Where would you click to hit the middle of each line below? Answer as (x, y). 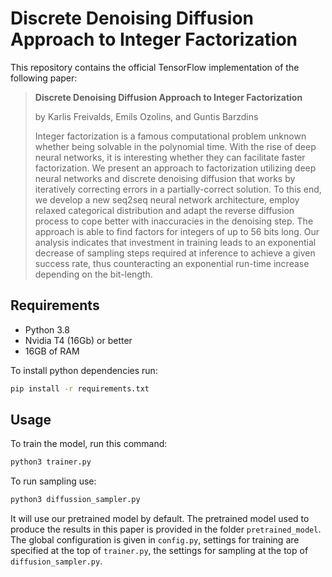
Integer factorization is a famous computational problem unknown (170, 136)
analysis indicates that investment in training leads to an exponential (175, 242)
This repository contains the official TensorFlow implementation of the (155, 67)
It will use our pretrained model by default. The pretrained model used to (160, 519)
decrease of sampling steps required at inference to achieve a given (175, 253)
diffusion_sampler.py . (56, 561)
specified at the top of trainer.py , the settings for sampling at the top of (159, 551)
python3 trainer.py (51, 462)
